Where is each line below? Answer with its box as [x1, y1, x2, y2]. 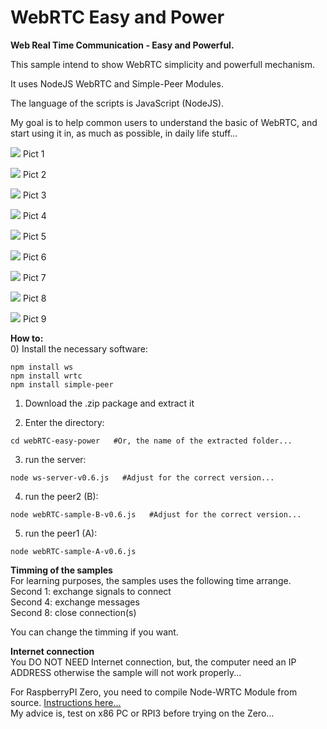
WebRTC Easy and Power [10, 6, 225, 29]
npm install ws [10, 362, 74, 372]
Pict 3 [22, 189, 47, 201]
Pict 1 [22, 147, 45, 160]
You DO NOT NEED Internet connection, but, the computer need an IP [10, 656, 297, 668]
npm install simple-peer [10, 379, 114, 390]
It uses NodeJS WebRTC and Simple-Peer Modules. [10, 77, 224, 90]
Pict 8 [22, 292, 47, 304]
